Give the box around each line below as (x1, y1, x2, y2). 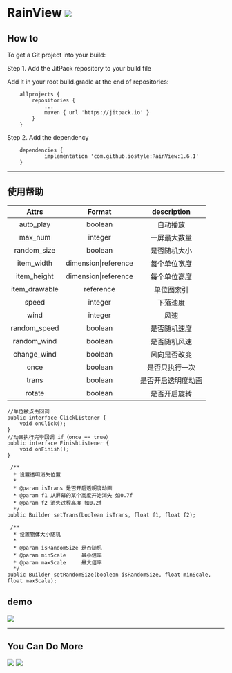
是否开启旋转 (150, 388, 192, 398)
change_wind (13, 349, 57, 359)
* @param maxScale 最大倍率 (13, 559, 102, 566)
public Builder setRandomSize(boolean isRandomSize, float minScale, (7, 571, 212, 578)
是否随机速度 (150, 323, 192, 333)
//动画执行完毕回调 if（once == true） (7, 433, 112, 440)
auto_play (19, 219, 51, 229)
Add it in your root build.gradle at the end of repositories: (7, 78, 169, 86)
